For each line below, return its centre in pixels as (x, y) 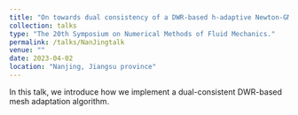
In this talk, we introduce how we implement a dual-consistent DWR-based (145, 92)
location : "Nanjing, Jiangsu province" (83, 67)
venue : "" (27, 50)
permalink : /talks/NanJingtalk (67, 42)
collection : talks (43, 26)
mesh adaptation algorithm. (59, 101)
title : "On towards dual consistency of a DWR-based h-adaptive (130, 17)
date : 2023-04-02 (41, 58)
